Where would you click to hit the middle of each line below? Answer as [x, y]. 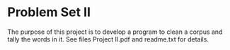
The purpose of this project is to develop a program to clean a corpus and [115, 32]
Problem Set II [49, 12]
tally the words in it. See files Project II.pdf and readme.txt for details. [108, 39]
